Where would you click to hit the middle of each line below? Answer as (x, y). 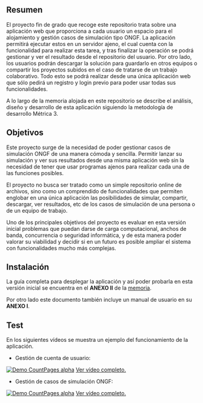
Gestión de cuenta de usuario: (53, 358)
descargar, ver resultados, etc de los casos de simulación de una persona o (101, 204)
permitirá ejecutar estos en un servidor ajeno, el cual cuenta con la (90, 44)
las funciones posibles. (35, 173)
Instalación (28, 267)
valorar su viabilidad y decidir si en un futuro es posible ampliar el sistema (98, 241)
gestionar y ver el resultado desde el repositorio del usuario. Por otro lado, (99, 56)
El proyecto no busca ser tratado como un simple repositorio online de (94, 185)
